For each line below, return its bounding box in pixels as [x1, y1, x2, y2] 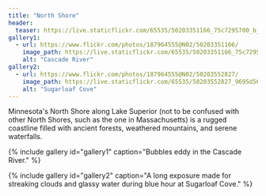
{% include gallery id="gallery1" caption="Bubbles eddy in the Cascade [8, 147, 242, 156]
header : [8, 19, 34, 27]
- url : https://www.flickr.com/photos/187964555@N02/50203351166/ [15, 41, 239, 49]
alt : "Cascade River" [22, 56, 93, 64]
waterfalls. [8, 132, 43, 141]
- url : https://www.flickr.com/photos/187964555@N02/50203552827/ [15, 70, 239, 78]
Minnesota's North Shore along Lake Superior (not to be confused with [8, 107, 240, 116]
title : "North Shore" [8, 11, 80, 20]
